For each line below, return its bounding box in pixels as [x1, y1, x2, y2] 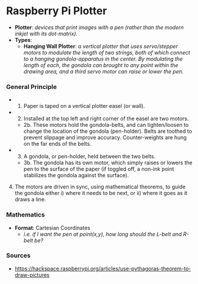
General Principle [6, 82, 57, 91]
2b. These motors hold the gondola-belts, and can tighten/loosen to [23, 122, 189, 129]
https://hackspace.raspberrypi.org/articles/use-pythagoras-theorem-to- [14, 265, 191, 272]
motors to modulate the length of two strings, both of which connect [23, 49, 190, 56]
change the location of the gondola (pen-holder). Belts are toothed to [23, 127, 192, 135]
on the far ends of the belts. [23, 141, 92, 148]
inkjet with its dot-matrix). [14, 30, 78, 37]
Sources [6, 251, 31, 260]
